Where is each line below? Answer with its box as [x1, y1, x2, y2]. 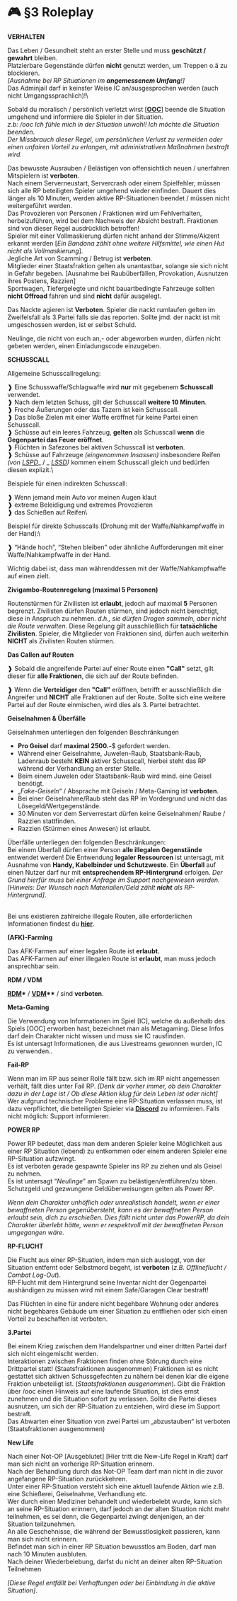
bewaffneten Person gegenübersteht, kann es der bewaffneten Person [7, 1205, 214, 1214]
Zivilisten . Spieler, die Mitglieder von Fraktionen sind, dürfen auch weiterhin [7, 629, 229, 638]
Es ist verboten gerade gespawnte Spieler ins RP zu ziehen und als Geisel [7, 1161, 222, 1170]
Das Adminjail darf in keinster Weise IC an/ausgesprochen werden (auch [7, 84, 219, 92]
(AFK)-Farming [7, 933, 53, 941]
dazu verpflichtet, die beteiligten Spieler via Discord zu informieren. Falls [7, 1104, 220, 1113]
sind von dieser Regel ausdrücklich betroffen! [7, 224, 140, 232]
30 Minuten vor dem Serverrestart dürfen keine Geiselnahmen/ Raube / [17, 809, 226, 817]
